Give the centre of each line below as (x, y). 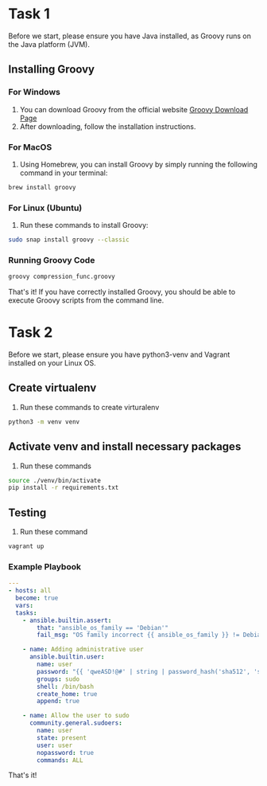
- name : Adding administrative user (83, 650)
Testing (27, 512)
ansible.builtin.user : (67, 657)
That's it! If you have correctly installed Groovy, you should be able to (122, 292)
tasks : (26, 613)
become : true (37, 598)
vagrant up (26, 546)
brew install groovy (43, 187)
